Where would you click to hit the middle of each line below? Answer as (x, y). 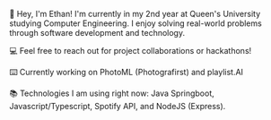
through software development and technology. (97, 33)
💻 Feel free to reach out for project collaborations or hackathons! (131, 51)
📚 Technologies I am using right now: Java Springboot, (112, 93)
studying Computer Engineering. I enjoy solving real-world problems (135, 23)
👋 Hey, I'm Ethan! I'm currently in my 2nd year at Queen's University (135, 14)
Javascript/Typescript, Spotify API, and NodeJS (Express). (118, 106)
